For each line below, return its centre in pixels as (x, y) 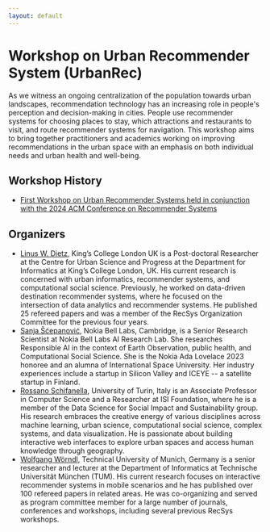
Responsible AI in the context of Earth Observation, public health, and (135, 348)
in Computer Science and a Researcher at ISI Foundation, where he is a (138, 400)
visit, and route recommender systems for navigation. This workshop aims (131, 129)
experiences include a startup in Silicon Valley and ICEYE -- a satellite (136, 374)
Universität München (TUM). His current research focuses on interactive (140, 476)
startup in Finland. (50, 382)
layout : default (35, 16)
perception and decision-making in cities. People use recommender (121, 112)
